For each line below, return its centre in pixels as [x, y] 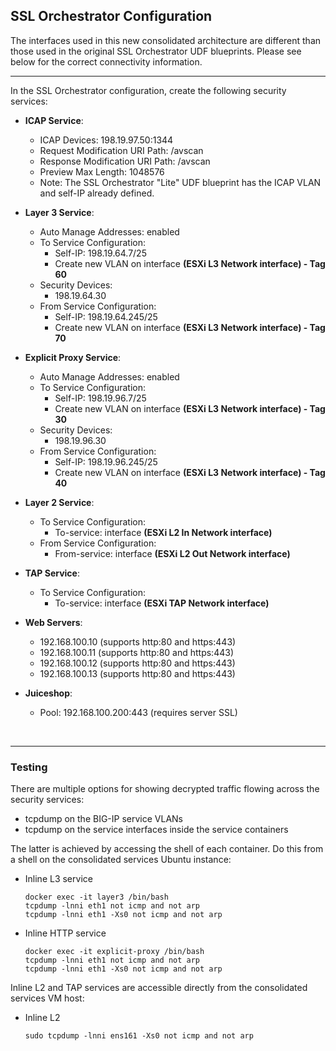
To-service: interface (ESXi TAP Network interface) [162, 603]
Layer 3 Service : [59, 212]
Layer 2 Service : [59, 502]
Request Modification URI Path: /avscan [121, 150]
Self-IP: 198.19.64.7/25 [100, 253]
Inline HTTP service [65, 933]
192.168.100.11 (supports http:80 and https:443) [136, 652]
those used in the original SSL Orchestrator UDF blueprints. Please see [156, 51]
